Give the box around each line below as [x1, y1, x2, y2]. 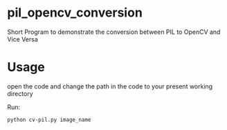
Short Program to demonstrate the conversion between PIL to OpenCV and [7, 28, 221, 36]
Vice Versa [7, 35, 38, 43]
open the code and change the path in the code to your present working [7, 82, 213, 91]
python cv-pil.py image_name [7, 116, 91, 123]
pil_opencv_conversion [7, 5, 143, 21]
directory [7, 89, 33, 98]
